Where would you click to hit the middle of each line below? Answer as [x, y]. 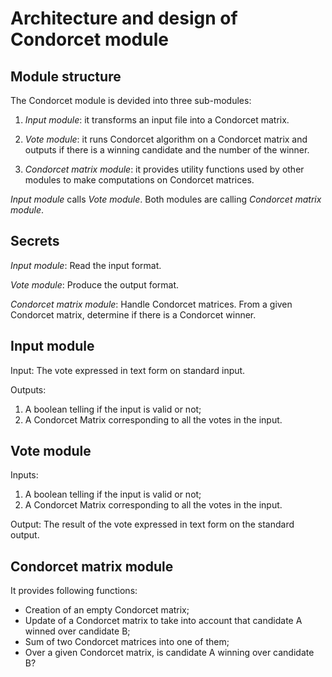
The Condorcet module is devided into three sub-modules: [131, 100]
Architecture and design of [124, 18]
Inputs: [24, 475]
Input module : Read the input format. [86, 265]
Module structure [66, 76]
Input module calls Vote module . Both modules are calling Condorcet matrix [166, 199]
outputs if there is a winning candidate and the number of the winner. [167, 150]
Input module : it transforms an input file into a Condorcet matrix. [157, 120]
